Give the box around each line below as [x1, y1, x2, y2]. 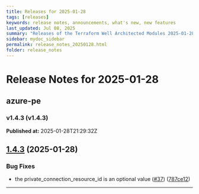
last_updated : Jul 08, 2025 [6, 25, 76, 31]
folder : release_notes [6, 47, 62, 53]
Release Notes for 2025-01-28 [6, 72, 159, 86]
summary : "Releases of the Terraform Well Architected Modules [6, 31, 166, 37]
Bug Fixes [6, 162, 36, 170]
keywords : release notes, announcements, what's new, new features [6, 20, 176, 25]
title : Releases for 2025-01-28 [6, 8, 86, 15]
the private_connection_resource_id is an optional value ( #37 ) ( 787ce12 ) [14, 176, 191, 183]
